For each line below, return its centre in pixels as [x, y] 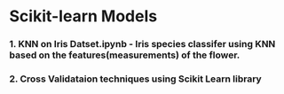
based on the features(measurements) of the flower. [125, 55]
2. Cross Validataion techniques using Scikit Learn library [135, 79]
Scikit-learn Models [83, 16]
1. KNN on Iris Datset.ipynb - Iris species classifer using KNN [142, 44]
